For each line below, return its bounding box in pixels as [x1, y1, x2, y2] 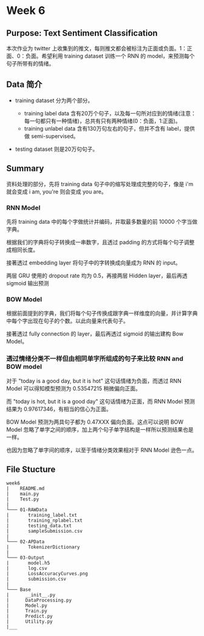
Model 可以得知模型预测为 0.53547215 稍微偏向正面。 [6, 384, 141, 392]
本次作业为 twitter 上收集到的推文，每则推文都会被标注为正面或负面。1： [6, 45, 187, 52]
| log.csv [6, 565, 47, 572]
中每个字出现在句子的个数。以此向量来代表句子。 [6, 317, 129, 325]
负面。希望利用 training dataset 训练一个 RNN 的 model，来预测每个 [25, 52, 195, 60]
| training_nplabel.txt [6, 517, 83, 524]
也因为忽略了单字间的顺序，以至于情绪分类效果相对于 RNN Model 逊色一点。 [6, 446, 198, 454]
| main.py [6, 491, 39, 497]
